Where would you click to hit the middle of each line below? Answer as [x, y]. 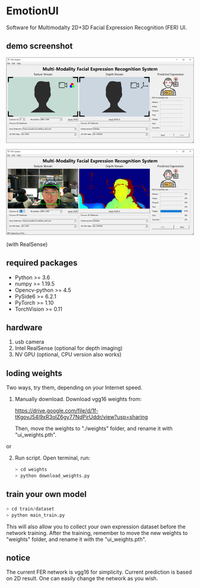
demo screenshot [40, 46]
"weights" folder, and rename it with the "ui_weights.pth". [76, 539]
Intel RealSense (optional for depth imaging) [69, 348]
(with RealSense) [27, 244]
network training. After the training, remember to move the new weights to [97, 533]
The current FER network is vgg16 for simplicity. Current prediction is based [99, 572]
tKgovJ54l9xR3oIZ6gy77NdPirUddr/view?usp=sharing [81, 417]
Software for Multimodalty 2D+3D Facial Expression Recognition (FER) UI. [97, 27]
